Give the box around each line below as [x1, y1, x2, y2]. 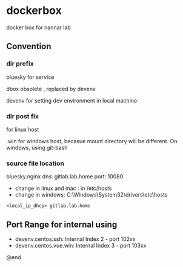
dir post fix [6, 112, 39, 120]
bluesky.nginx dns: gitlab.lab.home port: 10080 [6, 173, 124, 180]
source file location [6, 159, 65, 167]
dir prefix [6, 59, 35, 68]
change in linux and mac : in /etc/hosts [15, 184, 112, 192]
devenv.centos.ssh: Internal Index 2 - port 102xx [15, 235, 136, 243]
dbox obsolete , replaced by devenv [6, 85, 96, 92]
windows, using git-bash [6, 144, 68, 151]
